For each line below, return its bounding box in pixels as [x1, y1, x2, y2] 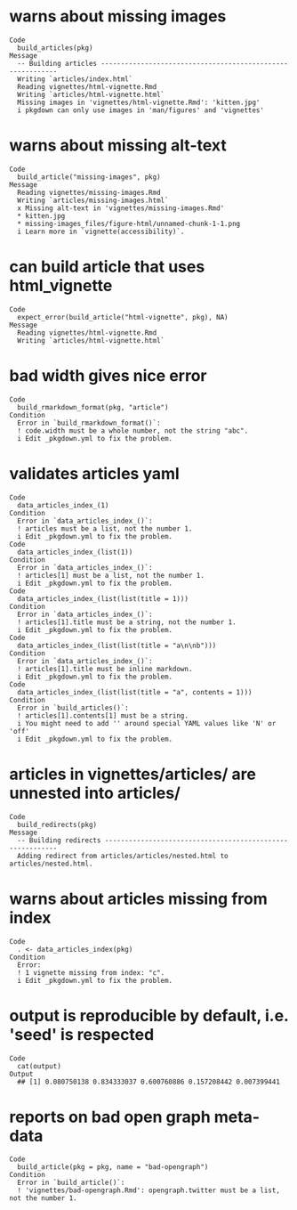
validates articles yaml [9, 463, 180, 483]
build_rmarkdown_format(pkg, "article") [17, 402, 169, 411]
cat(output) [17, 1061, 62, 1070]
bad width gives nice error [9, 366, 207, 386]
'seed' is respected [9, 1024, 155, 1044]
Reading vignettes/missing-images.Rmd [17, 188, 162, 197]
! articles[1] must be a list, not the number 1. [17, 571, 205, 580]
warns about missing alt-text [9, 135, 227, 156]
